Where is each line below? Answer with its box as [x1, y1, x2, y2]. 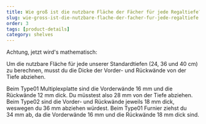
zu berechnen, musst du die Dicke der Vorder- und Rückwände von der [6, 67, 187, 74]
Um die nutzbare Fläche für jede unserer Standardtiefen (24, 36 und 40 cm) [6, 60, 198, 68]
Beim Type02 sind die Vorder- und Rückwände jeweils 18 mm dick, [6, 98, 175, 106]
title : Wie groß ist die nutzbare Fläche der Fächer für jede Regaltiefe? [6, 9, 202, 15]
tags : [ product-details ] [6, 26, 70, 32]
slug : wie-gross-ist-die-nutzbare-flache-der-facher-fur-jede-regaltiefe [6, 15, 199, 21]
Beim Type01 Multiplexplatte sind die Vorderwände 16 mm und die [6, 85, 173, 92]
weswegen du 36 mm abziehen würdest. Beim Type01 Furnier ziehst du [6, 104, 187, 112]
